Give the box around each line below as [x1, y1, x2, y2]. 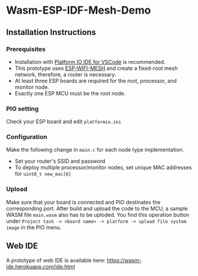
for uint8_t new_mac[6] [14, 170, 72, 178]
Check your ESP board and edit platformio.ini [6, 118, 122, 125]
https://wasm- [106, 256, 142, 264]
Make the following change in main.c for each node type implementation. [6, 146, 184, 153]
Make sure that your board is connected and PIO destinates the [6, 198, 161, 206]
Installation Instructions [6, 27, 97, 37]
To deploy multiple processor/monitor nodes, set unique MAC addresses [14, 164, 192, 171]
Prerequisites [6, 45, 46, 53]
